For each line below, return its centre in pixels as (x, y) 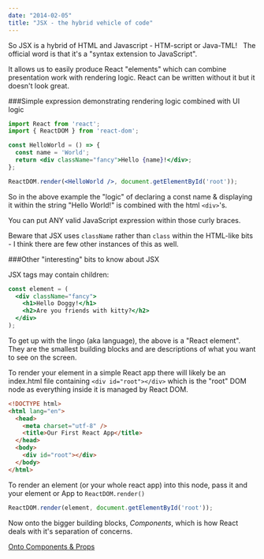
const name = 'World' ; (52, 153)
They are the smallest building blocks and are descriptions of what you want (132, 348)
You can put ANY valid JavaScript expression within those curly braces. (125, 220)
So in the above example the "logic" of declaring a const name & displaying (130, 196)
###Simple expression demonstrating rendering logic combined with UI (124, 101)
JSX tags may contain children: (59, 274)
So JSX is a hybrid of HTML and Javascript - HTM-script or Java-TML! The (132, 45)
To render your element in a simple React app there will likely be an (117, 372)
